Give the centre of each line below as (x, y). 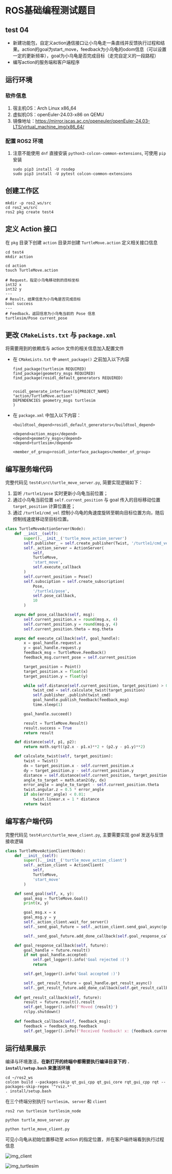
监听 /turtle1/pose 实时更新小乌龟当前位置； (60, 493)
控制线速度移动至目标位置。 (42, 519)
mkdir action (19, 257)
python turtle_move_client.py (38, 1129)
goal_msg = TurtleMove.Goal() (56, 898)
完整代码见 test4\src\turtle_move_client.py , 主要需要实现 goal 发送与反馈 (84, 834)
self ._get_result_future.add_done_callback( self (77, 988)
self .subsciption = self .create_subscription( (74, 581)
